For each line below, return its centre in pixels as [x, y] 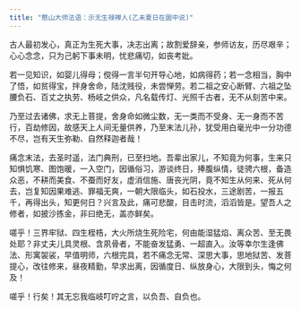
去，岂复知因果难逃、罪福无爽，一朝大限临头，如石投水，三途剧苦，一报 [142, 191]
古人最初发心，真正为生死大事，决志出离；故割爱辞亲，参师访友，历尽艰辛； [150, 44]
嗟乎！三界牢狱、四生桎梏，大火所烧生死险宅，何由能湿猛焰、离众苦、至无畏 [150, 232]
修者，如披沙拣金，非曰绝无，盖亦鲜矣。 [84, 213]
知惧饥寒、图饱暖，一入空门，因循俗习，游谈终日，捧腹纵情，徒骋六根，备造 [150, 168]
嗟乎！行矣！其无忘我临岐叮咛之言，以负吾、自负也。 [107, 296]
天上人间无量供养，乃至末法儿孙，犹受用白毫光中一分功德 [185, 127]
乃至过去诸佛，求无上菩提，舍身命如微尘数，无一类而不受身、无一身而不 [142, 116]
